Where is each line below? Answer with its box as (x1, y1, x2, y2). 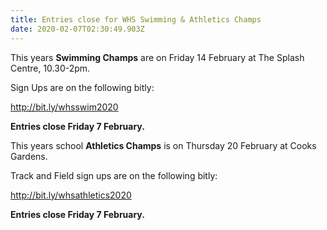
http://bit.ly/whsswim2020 (10, 101, 119, 113)
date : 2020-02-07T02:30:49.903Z (10, 24, 145, 34)
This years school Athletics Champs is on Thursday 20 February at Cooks (10, 139, 317, 151)
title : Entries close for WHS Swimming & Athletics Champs (10, 14, 262, 25)
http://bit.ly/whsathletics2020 (10, 189, 132, 201)
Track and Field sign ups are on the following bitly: (10, 169, 218, 181)
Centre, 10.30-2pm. (10, 62, 91, 74)
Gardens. (10, 150, 48, 162)
